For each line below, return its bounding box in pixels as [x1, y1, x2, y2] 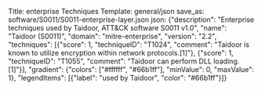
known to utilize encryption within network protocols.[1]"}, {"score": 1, [8, 49, 234, 57]
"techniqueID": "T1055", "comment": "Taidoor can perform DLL [8, 56, 212, 66]
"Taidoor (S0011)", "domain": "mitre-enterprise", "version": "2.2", [8, 31, 217, 41]
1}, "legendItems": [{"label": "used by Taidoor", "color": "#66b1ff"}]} [8, 74, 227, 82]
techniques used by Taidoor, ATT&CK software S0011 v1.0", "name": [8, 23, 227, 32]
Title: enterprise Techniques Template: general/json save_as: [8, 7, 205, 16]
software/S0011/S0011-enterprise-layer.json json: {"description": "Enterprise [8, 15, 255, 24]
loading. [213, 56, 240, 66]
